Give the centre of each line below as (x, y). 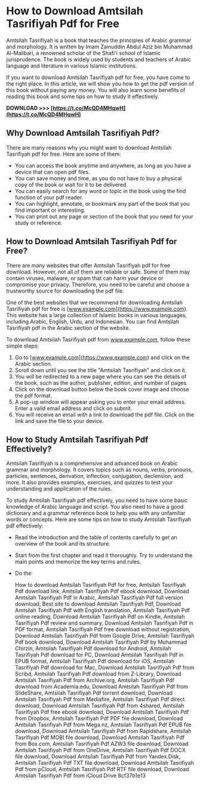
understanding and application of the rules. (59, 489)
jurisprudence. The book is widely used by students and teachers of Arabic (99, 59)
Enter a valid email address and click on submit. (73, 408)
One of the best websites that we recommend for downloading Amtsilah (95, 302)
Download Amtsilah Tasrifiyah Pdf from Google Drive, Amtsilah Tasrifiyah (104, 636)
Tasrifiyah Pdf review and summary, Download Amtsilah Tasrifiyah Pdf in (104, 623)
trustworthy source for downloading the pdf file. (65, 291)
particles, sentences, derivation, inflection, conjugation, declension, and (95, 476)
